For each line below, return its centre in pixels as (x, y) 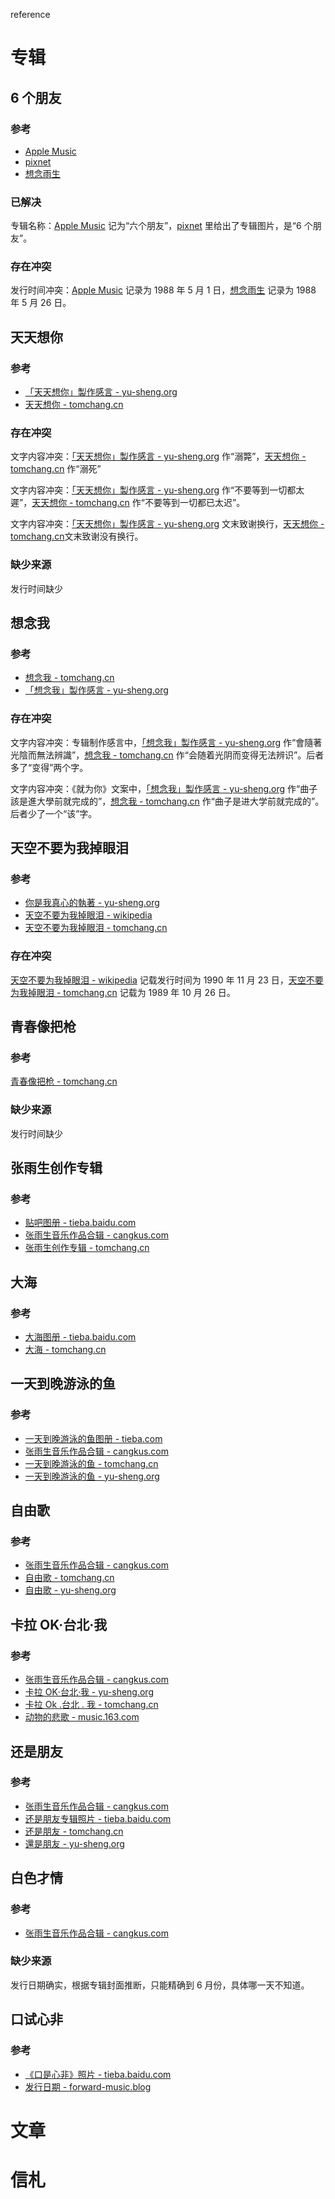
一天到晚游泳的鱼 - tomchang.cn (91, 1463)
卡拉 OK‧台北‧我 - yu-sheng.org (89, 1692)
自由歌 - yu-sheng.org (70, 1590)
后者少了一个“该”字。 (54, 813)
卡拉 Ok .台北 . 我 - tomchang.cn (91, 1705)
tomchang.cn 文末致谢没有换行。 (77, 536)
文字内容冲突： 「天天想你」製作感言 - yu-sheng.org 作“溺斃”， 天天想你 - (158, 456)
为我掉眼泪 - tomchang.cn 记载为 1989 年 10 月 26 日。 (123, 992)
